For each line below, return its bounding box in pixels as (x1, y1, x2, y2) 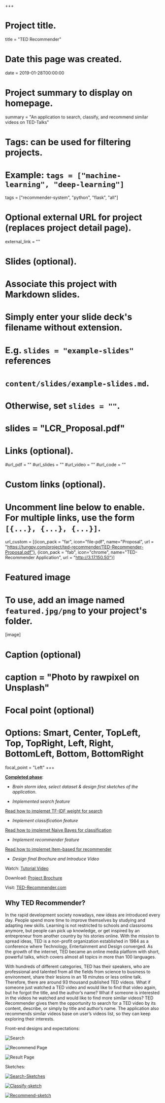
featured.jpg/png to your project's (5, 605, 147, 616)
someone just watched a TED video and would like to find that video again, (5, 984, 157, 990)
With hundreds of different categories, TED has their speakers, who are (5, 963, 150, 969)
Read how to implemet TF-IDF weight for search (5, 808, 102, 814)
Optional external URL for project (5, 212, 142, 223)
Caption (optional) (5, 649, 81, 660)
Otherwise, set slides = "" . (5, 400, 120, 411)
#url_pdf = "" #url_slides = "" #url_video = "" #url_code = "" (5, 462, 126, 468)
